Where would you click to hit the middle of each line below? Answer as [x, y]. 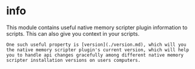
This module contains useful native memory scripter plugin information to [97, 27]
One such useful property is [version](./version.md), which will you [96, 45]
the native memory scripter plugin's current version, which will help [97, 50]
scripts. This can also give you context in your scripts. [73, 33]
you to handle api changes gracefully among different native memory [95, 55]
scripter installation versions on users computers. [73, 60]
